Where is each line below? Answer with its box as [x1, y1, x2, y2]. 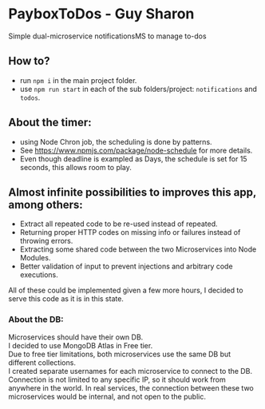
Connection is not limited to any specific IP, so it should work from [8, 375, 226, 384]
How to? [8, 54, 50, 68]
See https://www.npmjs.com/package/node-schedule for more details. [19, 145, 253, 155]
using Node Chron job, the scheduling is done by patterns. [19, 137, 213, 146]
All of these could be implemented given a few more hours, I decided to [8, 285, 243, 296]
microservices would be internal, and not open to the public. [8, 391, 206, 401]
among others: [8, 197, 84, 212]
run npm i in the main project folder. [19, 75, 137, 85]
